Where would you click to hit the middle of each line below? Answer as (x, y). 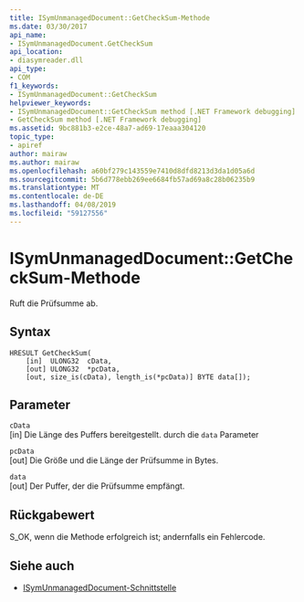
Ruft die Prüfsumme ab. (54, 303)
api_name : (28, 35)
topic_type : (32, 137)
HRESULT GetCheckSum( (51, 353)
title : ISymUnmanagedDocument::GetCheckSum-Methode (110, 18)
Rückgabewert (52, 515)
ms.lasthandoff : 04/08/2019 (63, 205)
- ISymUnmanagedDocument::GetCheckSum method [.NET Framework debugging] (153, 111)
